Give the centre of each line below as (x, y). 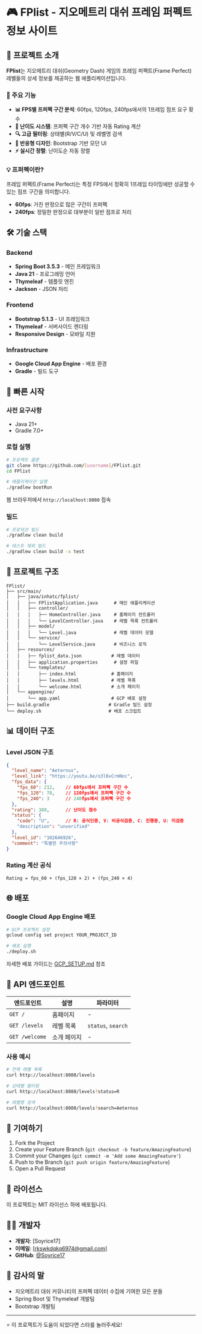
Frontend (20, 305)
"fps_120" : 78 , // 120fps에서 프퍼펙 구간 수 (74, 793)
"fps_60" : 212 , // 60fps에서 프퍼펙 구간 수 (72, 788)
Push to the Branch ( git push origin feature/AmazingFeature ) (92, 1162)
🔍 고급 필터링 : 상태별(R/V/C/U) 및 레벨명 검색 (69, 134)
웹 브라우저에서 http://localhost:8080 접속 (59, 500)
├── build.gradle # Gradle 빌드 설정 (79, 705)
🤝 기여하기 (25, 1128)
